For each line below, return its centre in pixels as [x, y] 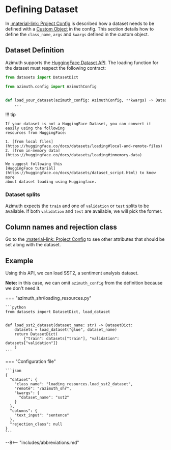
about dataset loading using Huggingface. [51, 182]
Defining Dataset [42, 9]
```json [13, 371]
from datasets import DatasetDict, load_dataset [58, 312]
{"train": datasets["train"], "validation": [72, 339]
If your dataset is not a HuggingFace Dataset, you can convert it [78, 124]
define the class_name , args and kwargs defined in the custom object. [77, 34]
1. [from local [21, 142]
